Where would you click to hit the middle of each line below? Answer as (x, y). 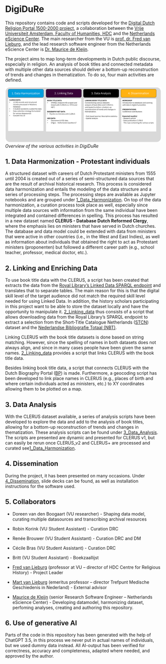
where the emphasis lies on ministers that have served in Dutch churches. (81, 226)
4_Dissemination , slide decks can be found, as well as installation (72, 481)
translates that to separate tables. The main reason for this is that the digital (82, 291)
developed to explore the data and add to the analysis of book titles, (75, 422)
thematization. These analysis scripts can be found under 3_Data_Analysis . (82, 432)
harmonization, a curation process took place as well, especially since (77, 205)
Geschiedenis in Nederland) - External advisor (60, 587)
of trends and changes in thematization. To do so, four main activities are (80, 74)
